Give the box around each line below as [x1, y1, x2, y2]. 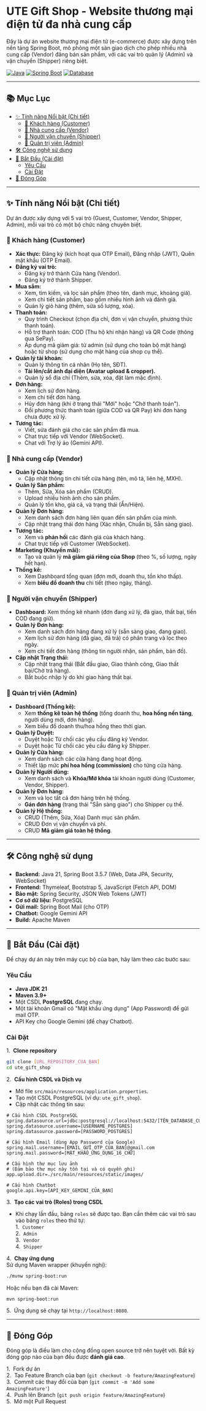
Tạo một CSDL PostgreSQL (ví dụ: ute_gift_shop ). [15, 1094, 142, 1101]
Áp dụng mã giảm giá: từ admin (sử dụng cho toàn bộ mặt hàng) [24, 341, 186, 348]
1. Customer [15, 1223, 45, 1231]
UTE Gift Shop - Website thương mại [6, 4, 193, 18]
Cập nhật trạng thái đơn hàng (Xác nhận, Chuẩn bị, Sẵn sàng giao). [24, 520, 194, 528]
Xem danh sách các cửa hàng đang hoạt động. [24, 755, 143, 762]
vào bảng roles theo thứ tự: [15, 1217, 86, 1224]
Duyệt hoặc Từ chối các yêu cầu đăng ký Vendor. [24, 735, 149, 743]
